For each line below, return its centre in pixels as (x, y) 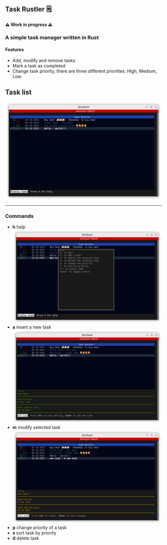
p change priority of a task (40, 528)
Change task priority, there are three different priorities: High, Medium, (85, 71)
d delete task (26, 538)
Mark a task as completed (39, 66)
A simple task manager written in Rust (52, 37)
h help (19, 227)
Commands (19, 216)
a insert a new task (32, 327)
